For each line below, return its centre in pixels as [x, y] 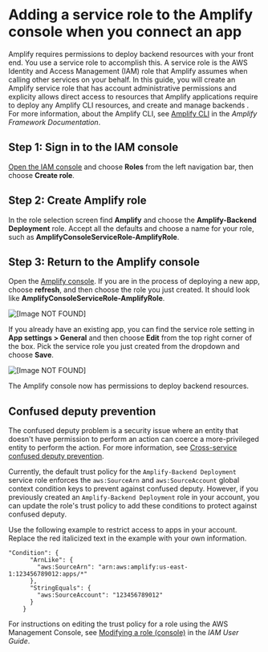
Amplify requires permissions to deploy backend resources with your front [131, 54]
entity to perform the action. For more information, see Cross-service [123, 447]
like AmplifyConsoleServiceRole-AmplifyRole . [87, 298]
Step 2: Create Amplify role [77, 201]
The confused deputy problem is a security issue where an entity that [123, 431]
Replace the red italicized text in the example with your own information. [128, 538]
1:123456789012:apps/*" [48, 574]
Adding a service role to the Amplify [131, 15]
